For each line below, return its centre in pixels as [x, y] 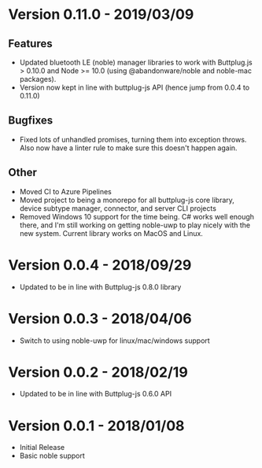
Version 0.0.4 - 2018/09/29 [100, 265]
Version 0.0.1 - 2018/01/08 [96, 426]
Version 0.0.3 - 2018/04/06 [100, 318]
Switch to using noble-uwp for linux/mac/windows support [114, 341]
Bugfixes [31, 121]
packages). [38, 79]
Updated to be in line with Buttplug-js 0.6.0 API [95, 394]
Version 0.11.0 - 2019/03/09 [101, 15]
